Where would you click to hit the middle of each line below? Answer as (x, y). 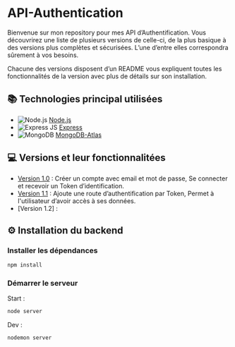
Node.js (60, 120)
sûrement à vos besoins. (43, 55)
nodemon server (30, 338)
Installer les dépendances (53, 250)
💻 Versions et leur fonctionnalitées (86, 158)
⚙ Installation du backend (65, 230)
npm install (25, 265)
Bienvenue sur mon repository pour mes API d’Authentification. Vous (107, 32)
